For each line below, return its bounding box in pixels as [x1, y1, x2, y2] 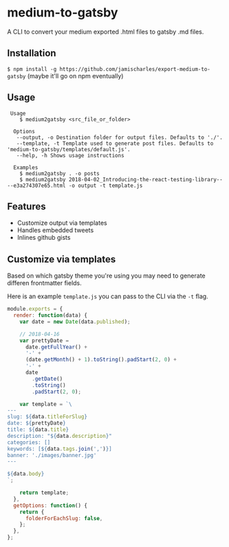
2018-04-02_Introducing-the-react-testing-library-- [68, 176, 223, 183]
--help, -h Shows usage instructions [16, 152, 125, 159]
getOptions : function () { [13, 502, 88, 509]
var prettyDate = [19, 337, 69, 344]
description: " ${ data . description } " [7, 432, 112, 439]
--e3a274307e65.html [7, 182, 67, 189]
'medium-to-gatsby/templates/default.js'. [7, 146, 131, 153]
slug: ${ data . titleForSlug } [7, 414, 88, 421]
